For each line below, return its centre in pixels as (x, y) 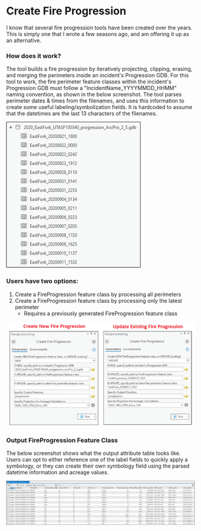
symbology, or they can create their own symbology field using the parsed (98, 466)
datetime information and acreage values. (57, 472)
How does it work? (34, 56)
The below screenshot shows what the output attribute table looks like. (94, 453)
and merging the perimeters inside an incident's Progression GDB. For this (98, 76)
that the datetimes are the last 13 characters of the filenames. (82, 114)
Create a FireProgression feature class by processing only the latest (98, 300)
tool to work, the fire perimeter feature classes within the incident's (89, 82)
